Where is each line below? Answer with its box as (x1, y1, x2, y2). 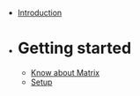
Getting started (17, 39, 132, 58)
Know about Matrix (30, 67, 99, 78)
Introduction (17, 8, 63, 18)
